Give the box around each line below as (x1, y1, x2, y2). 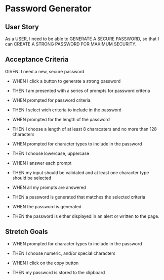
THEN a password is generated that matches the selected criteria (12, 194, 146, 200)
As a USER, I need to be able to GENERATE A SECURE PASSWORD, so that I (5, 36, 159, 42)
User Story (5, 23, 39, 31)
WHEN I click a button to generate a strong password (12, 78, 121, 84)
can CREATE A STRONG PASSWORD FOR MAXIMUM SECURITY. (5, 41, 137, 47)
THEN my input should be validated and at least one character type (12, 169, 149, 176)
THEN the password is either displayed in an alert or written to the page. (12, 213, 160, 219)
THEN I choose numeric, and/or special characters (12, 250, 116, 256)
